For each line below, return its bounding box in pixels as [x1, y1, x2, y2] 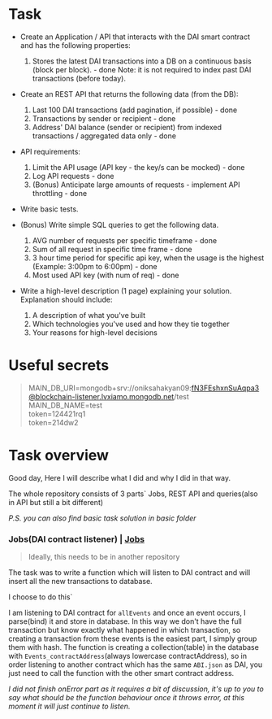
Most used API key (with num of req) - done [32, 270, 179, 280]
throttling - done [32, 188, 88, 198]
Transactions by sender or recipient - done [32, 113, 176, 123]
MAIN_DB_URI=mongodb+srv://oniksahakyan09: [28, 383, 192, 393]
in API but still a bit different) [8, 497, 104, 507]
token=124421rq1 [28, 408, 86, 419]
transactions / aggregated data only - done [32, 131, 177, 141]
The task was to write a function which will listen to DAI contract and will [8, 568, 251, 577]
